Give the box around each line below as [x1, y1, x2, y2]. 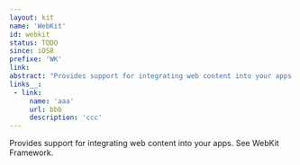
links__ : [9, 80, 42, 89]
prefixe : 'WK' [9, 55, 63, 64]
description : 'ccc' [29, 113, 103, 122]
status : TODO [9, 38, 59, 48]
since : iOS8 [9, 47, 54, 56]
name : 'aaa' [29, 96, 75, 106]
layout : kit [9, 13, 54, 22]
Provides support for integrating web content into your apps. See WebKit [9, 138, 279, 149]
